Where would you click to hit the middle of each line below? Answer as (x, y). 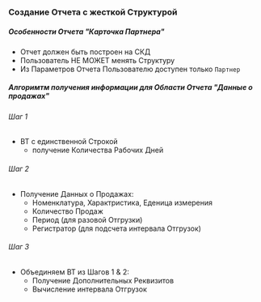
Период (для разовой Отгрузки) (87, 219)
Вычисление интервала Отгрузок (89, 289)
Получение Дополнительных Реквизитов (103, 280)
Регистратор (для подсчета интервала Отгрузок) (117, 228)
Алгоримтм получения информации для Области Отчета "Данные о (130, 87)
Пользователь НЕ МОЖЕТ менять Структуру (97, 60)
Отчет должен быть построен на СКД (85, 52)
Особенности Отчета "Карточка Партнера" (86, 32)
